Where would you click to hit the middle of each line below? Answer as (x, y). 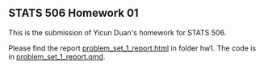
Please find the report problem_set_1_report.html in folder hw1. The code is (132, 48)
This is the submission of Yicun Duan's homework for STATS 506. (117, 32)
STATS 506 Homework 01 (73, 13)
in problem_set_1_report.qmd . (57, 56)
